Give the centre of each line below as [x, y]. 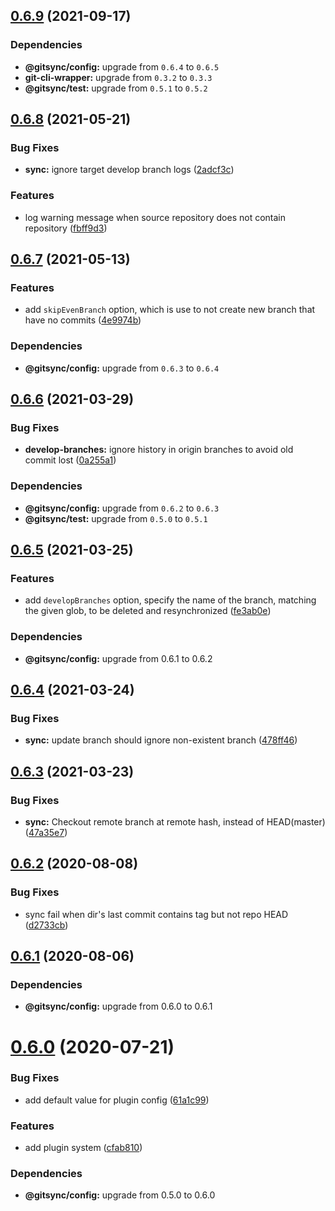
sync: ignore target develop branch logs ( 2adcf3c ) [129, 170]
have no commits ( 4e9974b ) [83, 320]
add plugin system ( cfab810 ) [83, 1148]
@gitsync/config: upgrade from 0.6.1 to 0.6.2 [118, 658]
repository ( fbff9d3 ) [66, 228]
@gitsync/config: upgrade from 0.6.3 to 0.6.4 [122, 368]
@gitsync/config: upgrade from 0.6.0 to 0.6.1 [118, 1006]
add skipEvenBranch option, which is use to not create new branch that [170, 310]
